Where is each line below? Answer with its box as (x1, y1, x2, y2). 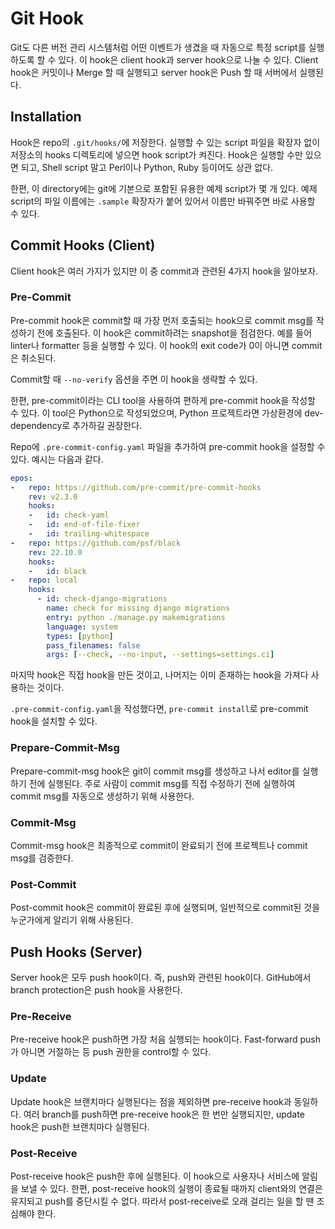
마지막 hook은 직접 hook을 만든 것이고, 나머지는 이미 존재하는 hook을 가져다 (10, 669, 309, 681)
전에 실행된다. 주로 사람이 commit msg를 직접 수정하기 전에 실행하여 (28, 777, 296, 789)
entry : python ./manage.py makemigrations (46, 612, 226, 622)
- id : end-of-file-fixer (28, 520, 141, 530)
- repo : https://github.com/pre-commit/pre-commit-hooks (10, 482, 262, 492)
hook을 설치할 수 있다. (10, 715, 98, 727)
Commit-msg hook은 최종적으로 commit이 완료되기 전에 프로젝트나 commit (10, 839, 308, 851)
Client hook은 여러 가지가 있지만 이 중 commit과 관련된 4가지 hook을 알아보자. (10, 265, 319, 277)
